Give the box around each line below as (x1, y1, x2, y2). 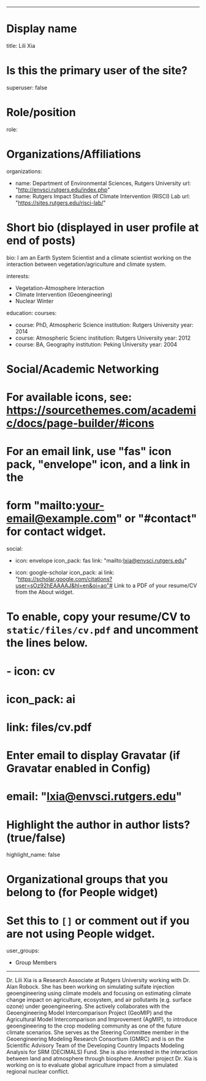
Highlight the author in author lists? (6, 818, 191, 832)
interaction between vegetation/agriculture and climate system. (6, 260, 167, 268)
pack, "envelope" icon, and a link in (6, 458, 191, 472)
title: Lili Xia (6, 42, 36, 49)
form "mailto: (6, 499, 76, 513)
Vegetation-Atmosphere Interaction (15, 284, 105, 292)
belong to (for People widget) (6, 886, 158, 900)
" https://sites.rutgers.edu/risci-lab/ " (15, 199, 106, 206)
